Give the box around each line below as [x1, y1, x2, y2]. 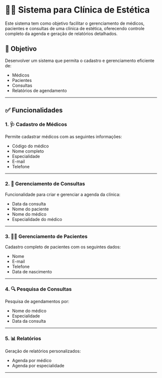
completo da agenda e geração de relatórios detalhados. [5, 31, 118, 36]
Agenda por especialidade [12, 362, 65, 368]
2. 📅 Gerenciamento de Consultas [5, 180, 85, 187]
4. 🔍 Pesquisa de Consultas [5, 285, 72, 292]
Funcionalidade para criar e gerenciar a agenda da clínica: [5, 191, 121, 197]
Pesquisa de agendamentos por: [5, 299, 69, 304]
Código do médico [12, 143, 49, 149]
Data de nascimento [12, 269, 52, 275]
